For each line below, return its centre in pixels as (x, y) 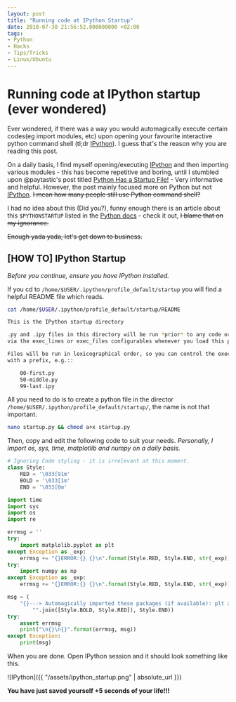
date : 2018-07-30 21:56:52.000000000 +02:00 (73, 27)
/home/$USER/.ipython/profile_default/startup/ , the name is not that (109, 407)
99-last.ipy (37, 386)
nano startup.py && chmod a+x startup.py (69, 428)
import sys (23, 506)
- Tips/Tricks (28, 53)
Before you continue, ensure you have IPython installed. (88, 275)
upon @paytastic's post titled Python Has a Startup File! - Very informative (115, 179)
